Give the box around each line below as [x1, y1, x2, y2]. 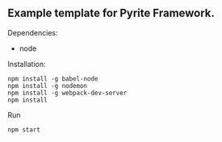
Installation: [7, 59, 46, 69]
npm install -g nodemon [7, 81, 88, 90]
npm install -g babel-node [7, 74, 98, 83]
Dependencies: [7, 27, 58, 37]
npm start [7, 125, 41, 134]
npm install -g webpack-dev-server [7, 89, 128, 97]
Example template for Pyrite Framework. [7, 6, 216, 20]
